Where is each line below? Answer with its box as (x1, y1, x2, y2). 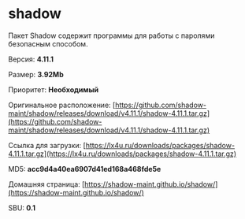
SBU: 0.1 (8, 202, 36, 213)
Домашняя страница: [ (8, 179, 85, 189)
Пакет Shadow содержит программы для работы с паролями (8, 31, 215, 40)
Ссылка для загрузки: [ (8, 140, 87, 150)
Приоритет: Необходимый (8, 84, 99, 95)
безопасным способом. (8, 39, 88, 48)
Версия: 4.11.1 (8, 54, 54, 64)
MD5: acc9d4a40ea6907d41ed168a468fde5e (8, 164, 161, 173)
